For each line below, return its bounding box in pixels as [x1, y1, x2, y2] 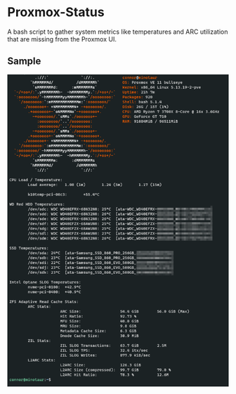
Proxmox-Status [7, 4, 105, 20]
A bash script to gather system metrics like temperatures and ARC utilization [7, 27, 228, 36]
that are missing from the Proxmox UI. [7, 34, 117, 43]
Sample [7, 55, 41, 67]
